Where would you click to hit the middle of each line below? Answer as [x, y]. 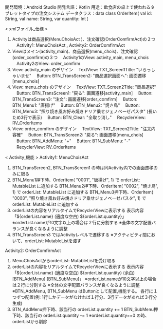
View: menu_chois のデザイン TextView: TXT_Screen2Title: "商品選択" [84, 87]
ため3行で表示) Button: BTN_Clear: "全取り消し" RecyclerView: [79, 117]
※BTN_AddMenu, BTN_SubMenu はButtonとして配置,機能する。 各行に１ [85, 291]
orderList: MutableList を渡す [53, 241]
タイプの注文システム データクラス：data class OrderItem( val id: [87, 13]
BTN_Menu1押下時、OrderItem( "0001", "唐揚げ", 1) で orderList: [76, 180]
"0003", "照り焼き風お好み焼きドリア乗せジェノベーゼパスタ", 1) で [79, 198]
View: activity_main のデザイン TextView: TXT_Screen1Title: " [75, 69]
